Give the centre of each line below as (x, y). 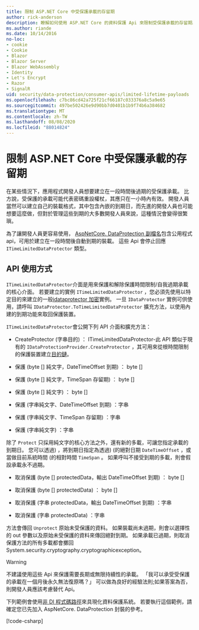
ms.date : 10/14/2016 (32, 34)
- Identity (20, 72)
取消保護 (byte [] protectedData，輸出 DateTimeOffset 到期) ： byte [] (99, 477)
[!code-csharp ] (25, 620)
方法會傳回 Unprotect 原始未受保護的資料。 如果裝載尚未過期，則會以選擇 (96, 528)
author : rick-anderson (34, 17)
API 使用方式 (29, 269)
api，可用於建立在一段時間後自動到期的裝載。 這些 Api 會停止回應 (86, 240)
